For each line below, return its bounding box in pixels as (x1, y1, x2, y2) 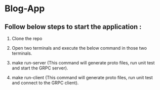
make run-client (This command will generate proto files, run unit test (11, 75, 153, 80)
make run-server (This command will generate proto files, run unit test (11, 60, 155, 65)
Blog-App (4, 3, 45, 14)
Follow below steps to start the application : (4, 23, 142, 31)
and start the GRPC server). (11, 65, 69, 71)
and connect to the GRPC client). (11, 80, 79, 86)
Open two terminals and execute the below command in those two (11, 45, 147, 51)
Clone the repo (11, 35, 42, 41)
